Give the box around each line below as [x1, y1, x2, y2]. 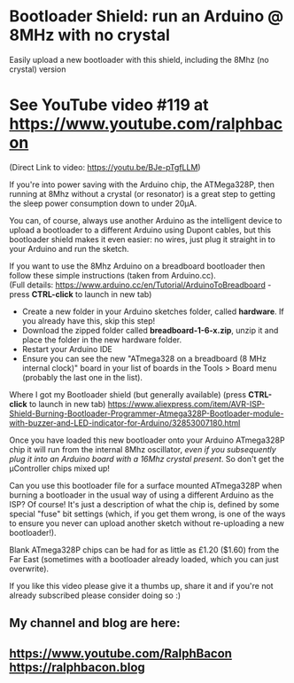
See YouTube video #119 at [9, 95, 210, 115]
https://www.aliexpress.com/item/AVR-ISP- [107, 398, 266, 409]
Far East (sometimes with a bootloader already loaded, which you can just [9, 553, 279, 564]
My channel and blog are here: [9, 616, 181, 631]
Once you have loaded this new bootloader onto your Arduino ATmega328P [9, 435, 285, 445]
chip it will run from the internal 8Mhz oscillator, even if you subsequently [9, 444, 276, 454]
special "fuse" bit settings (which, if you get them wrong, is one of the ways [9, 508, 286, 519]
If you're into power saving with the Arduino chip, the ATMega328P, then [9, 179, 275, 190]
